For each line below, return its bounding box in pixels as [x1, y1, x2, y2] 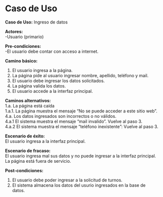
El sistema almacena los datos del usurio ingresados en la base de [12, 182, 146, 188]
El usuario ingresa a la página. [12, 67, 73, 73]
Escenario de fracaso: [5, 148, 51, 153]
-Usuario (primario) [5, 34, 44, 40]
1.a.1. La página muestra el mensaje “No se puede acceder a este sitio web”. [5, 108, 158, 114]
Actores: [5, 28, 23, 34]
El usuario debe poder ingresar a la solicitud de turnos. [12, 177, 123, 183]
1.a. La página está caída [5, 103, 55, 109]
